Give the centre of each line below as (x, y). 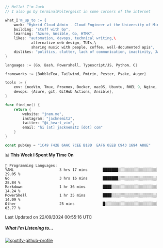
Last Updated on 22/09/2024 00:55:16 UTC (49, 217)
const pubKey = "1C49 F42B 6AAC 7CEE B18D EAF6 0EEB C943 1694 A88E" (78, 145)
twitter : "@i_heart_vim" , (49, 123)
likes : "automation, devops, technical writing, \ (65, 38)
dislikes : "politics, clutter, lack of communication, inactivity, (83, 52)
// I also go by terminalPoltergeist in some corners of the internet (78, 11)
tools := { (16, 83)
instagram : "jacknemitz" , (49, 118)
